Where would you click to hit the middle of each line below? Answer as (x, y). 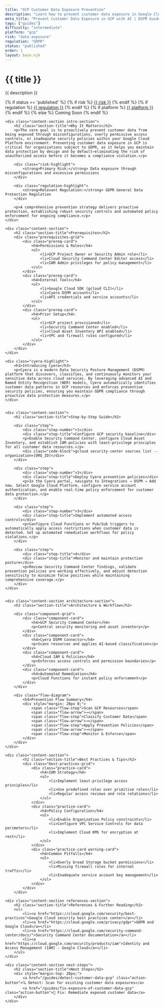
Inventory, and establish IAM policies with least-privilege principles (81, 443)
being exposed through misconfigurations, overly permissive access (76, 135)
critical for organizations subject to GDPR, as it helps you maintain (79, 147)
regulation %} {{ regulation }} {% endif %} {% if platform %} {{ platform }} (79, 108)
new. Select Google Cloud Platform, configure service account (71, 486)
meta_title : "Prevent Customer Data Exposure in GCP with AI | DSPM (76, 19)
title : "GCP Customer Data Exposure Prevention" (55, 10)
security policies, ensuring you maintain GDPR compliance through (75, 391)
